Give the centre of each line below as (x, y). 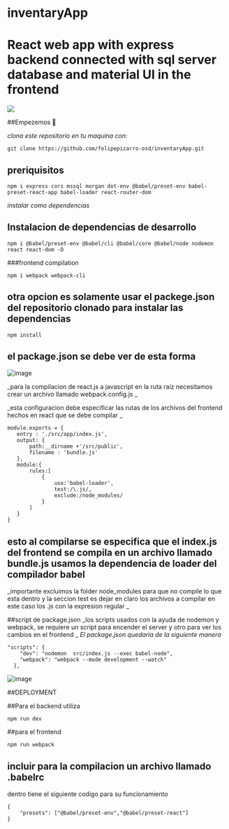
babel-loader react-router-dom (106, 192)
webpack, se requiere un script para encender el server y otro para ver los (114, 627)
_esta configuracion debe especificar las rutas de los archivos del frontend (115, 408)
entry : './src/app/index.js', (62, 434)
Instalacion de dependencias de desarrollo (102, 227)
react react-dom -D (36, 249)
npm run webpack (31, 745)
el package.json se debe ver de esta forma (102, 356)
